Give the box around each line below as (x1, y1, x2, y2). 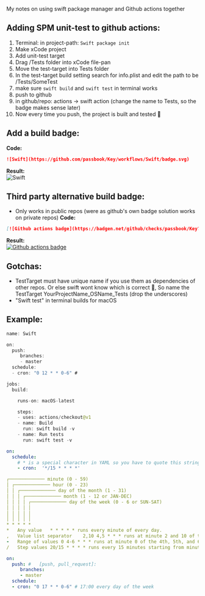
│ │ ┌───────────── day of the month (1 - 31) (6, 488, 127, 494)
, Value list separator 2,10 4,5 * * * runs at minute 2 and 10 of (6, 533, 195, 539)
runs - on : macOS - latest (17, 398, 75, 404)
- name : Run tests (17, 432, 64, 438)
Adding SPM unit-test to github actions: (6, 23, 160, 33)
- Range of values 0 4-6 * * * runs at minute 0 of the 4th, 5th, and (6, 539, 195, 545)
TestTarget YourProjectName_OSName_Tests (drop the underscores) (15, 290, 188, 297)
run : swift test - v (22, 437, 72, 443)
